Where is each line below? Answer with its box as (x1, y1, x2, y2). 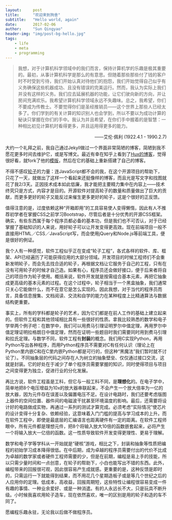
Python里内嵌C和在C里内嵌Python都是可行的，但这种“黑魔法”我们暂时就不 (5, 348, 162, 354)
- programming (14, 50, 45, 55)
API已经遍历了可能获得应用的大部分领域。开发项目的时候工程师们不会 (14, 254, 161, 260)
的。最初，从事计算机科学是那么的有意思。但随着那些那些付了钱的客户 (17, 71, 166, 77)
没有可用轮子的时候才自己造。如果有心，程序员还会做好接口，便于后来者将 (5, 267, 162, 273)
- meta (14, 46, 29, 51)
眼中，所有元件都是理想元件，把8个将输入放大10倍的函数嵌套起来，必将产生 (5, 423, 165, 429)
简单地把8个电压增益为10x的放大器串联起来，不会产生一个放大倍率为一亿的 (5, 385, 163, 391)
